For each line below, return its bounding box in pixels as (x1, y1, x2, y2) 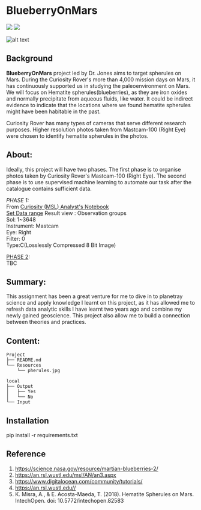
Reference (6, 449, 46, 459)
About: (6, 150, 33, 160)
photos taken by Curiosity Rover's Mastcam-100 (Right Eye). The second (6, 172, 186, 179)
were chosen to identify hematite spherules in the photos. (6, 132, 149, 139)
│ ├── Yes (6, 389, 36, 395)
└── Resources (6, 362, 42, 369)
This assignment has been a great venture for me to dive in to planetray (6, 293, 183, 300)
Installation (6, 415, 49, 426)
